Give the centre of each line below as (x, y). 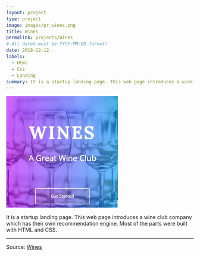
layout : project (26, 13)
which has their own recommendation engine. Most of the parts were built (97, 224)
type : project (24, 19)
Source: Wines (24, 247)
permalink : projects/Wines (40, 38)
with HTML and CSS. (32, 230)
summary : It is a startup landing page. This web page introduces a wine (100, 82)
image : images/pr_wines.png (41, 25)
